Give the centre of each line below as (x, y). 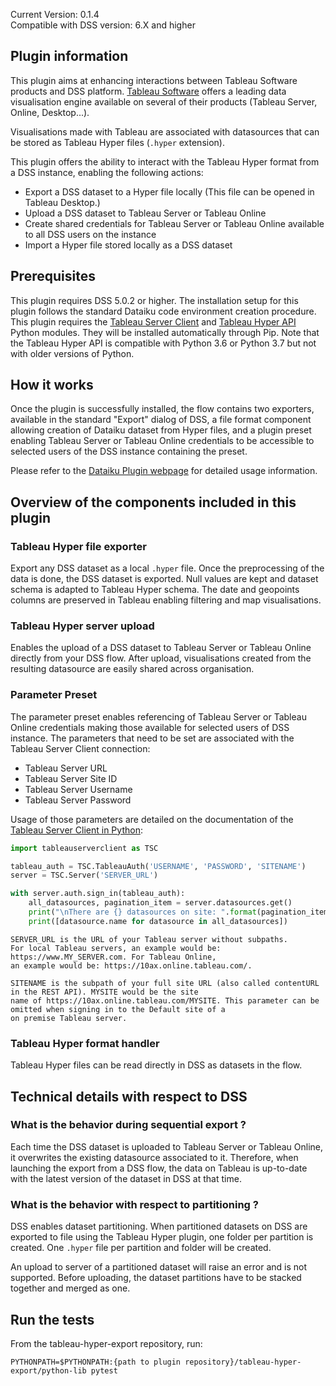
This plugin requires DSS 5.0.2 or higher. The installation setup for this (154, 300)
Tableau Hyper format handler (85, 1043)
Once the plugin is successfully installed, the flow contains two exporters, (162, 409)
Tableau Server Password (78, 800)
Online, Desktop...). (50, 112)
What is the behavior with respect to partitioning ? (134, 1204)
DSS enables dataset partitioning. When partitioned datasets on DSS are (159, 1226)
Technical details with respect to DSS (129, 1096)
